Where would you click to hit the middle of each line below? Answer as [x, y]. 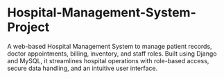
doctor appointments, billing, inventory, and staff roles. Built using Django [112, 54]
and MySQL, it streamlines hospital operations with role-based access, [108, 60]
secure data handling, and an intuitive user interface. [83, 68]
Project [28, 27]
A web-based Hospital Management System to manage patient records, [110, 46]
